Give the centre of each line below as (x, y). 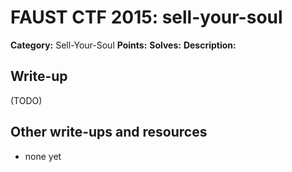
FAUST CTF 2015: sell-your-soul (146, 17)
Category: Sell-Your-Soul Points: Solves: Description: (123, 45)
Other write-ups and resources (109, 132)
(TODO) (26, 100)
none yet (43, 156)
